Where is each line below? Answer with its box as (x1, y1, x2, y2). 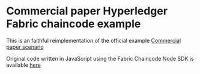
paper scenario (6, 43, 44, 51)
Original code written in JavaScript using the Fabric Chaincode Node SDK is (6, 55, 194, 62)
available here (6, 61, 41, 69)
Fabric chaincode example (6, 17, 141, 31)
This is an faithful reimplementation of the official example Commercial (6, 37, 181, 44)
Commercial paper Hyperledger (6, 4, 168, 18)
